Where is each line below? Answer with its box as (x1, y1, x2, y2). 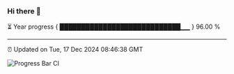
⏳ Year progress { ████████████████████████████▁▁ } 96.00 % (7, 22, 221, 31)
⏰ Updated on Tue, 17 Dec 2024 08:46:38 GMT (7, 45, 143, 54)
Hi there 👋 (7, 6, 42, 16)
